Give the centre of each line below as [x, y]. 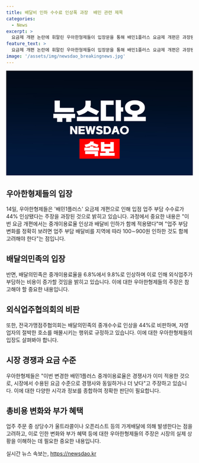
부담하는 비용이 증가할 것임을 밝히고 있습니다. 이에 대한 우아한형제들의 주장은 [95, 282]
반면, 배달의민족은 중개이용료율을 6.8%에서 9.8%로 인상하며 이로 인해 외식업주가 [99, 274]
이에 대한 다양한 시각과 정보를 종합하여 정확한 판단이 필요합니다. [87, 390]
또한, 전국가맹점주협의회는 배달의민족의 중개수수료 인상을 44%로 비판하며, [92, 325]
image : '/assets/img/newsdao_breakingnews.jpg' [66, 56]
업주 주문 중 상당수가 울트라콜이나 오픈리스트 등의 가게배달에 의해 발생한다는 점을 [99, 426]
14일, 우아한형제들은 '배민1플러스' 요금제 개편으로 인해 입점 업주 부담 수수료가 [95, 209]
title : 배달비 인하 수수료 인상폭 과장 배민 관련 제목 [65, 12]
